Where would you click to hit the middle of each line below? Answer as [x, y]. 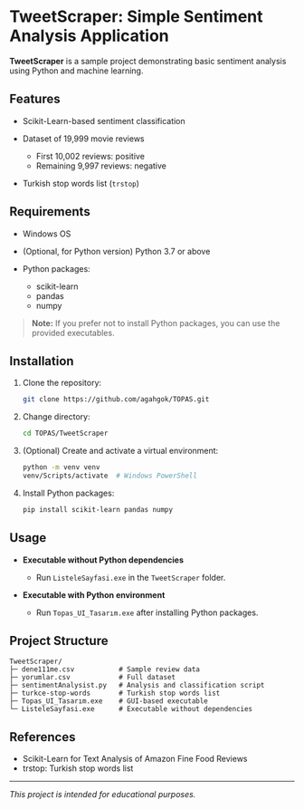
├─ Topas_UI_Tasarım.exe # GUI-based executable [109, 701]
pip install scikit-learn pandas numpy [98, 509]
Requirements [50, 212]
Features [35, 99]
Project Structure [59, 640]
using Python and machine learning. [76, 71]
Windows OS [47, 234]
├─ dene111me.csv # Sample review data [105, 669]
